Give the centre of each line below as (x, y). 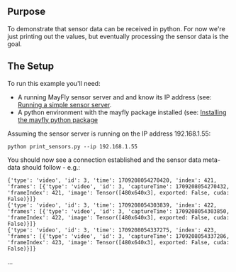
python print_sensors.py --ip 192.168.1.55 (73, 146)
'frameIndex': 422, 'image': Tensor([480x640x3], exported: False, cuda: (119, 217)
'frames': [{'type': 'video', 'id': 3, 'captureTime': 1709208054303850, (119, 211)
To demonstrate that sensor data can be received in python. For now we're (116, 28)
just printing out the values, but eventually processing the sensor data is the (118, 36)
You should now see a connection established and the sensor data (105, 160)
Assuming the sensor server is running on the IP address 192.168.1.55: (109, 134)
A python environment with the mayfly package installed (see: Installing (122, 112)
